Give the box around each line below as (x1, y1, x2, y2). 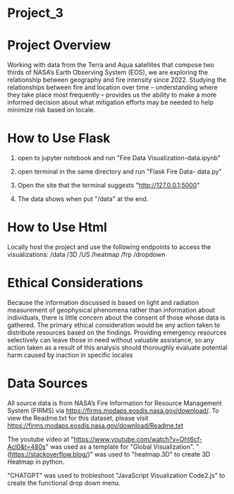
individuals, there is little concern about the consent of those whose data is (7, 313, 226, 322)
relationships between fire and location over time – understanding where (7, 83, 218, 92)
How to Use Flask (7, 131, 111, 146)
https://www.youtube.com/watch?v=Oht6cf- (73, 435, 203, 443)
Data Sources (7, 375, 88, 392)
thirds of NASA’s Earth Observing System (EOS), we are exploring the (7, 68, 209, 77)
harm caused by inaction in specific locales (7, 351, 133, 359)
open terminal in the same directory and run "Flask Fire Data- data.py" (17, 167, 222, 176)
